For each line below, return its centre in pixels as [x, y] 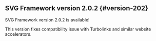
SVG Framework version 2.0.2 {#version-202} [77, 8]
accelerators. [18, 34]
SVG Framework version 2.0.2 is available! [47, 20]
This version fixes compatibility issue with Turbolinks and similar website [78, 29]
